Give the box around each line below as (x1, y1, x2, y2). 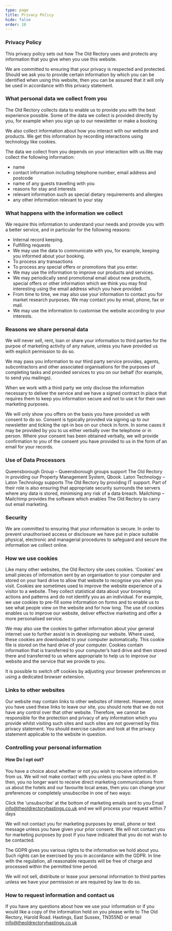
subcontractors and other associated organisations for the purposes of (5, 364, 156, 370)
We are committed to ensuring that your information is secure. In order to (5, 526, 160, 532)
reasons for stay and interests (12, 185, 76, 192)
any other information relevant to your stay (12, 196, 103, 203)
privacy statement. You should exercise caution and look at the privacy (5, 725, 156, 732)
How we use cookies (5, 554, 58, 562)
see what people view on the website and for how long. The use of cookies (5, 605, 164, 611)
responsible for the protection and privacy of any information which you (5, 715, 158, 721)
